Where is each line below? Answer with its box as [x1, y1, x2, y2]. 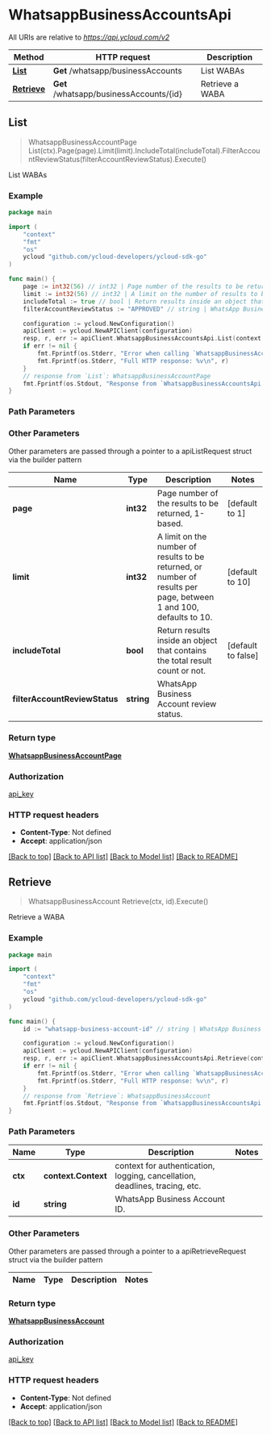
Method [13, 51, 44, 62]
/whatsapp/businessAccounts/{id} [52, 88, 183, 99]
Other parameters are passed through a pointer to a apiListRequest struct [8, 446, 252, 456]
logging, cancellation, [115, 1170, 196, 1182]
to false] [227, 649, 259, 661]
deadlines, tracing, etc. [115, 1180, 202, 1191]
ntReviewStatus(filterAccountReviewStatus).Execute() [27, 154, 207, 164]
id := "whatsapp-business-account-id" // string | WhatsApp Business [23, 1024, 262, 1033]
